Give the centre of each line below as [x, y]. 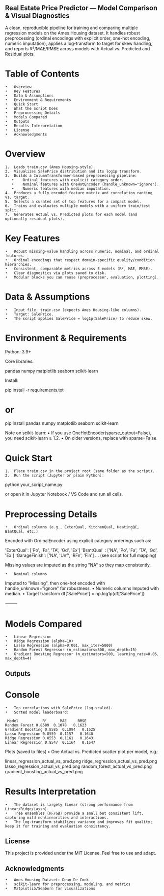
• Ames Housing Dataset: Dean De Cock [47, 880]
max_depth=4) [18, 658]
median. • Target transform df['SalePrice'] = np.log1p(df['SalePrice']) [75, 594]
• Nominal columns [26, 574]
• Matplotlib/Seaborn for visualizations [50, 889]
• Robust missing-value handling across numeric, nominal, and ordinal [82, 251]
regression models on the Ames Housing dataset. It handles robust [73, 33]
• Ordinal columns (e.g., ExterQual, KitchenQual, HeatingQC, [72, 527]
